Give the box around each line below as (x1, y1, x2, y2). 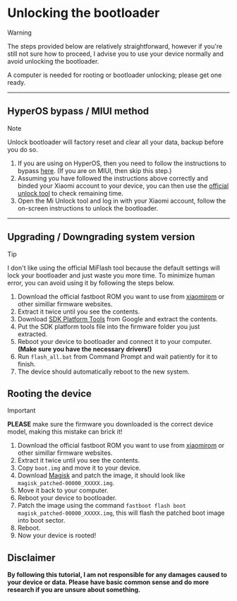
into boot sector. (17, 516, 66, 525)
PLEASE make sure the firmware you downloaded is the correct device (7, 420, 214, 429)
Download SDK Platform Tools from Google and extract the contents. (17, 314, 218, 323)
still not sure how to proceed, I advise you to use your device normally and (7, 49, 224, 58)
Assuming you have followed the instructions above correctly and (17, 174, 208, 182)
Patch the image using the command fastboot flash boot (17, 501, 186, 510)
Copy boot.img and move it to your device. (17, 464, 141, 472)
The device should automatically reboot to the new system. (17, 367, 190, 376)
